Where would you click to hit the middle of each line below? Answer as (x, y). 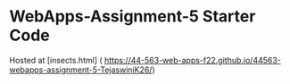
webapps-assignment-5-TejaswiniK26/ (81, 70)
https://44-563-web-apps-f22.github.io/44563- (192, 60)
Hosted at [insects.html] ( (56, 60)
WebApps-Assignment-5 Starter (133, 17)
